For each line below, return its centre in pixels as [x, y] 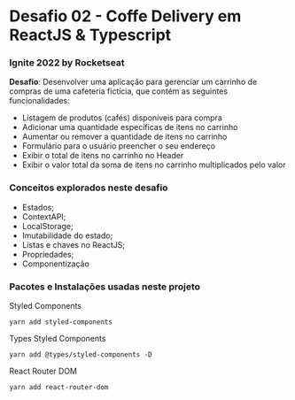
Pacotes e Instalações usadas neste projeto [105, 287]
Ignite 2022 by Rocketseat [67, 63]
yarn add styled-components [61, 322]
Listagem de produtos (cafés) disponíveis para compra [122, 118]
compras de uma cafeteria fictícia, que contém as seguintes [119, 91]
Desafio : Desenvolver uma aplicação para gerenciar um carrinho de [133, 82]
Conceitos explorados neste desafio [89, 188]
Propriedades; [48, 254]
